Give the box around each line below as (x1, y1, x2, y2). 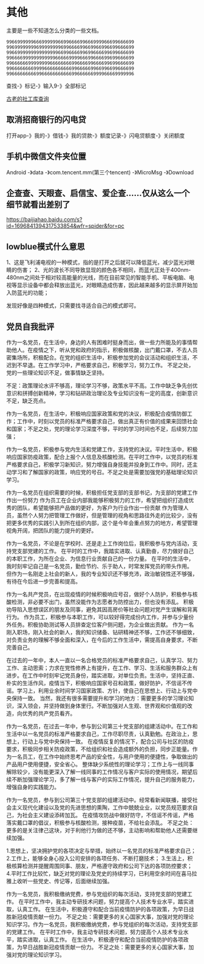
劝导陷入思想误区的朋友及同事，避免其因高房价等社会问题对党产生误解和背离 (6, 606, 198, 613)
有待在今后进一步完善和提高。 (6, 578, 81, 585)
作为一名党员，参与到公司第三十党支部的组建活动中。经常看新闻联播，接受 (6, 796, 192, 803)
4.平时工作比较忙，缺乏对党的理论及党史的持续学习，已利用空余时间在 (6, 870, 182, 877)
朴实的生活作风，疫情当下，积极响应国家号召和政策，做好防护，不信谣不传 (6, 679, 192, 687)
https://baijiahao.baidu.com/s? (6, 216, 83, 223)
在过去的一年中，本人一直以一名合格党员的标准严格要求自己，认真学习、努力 (6, 657, 198, 664)
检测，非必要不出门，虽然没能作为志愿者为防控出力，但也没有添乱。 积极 (11, 599, 194, 605)
